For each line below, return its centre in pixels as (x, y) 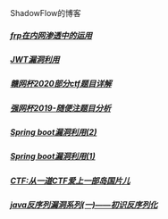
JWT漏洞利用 (35, 59)
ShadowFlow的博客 (46, 13)
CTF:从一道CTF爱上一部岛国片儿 (70, 181)
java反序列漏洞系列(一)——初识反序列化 (84, 205)
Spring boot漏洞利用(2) (54, 132)
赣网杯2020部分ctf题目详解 (61, 84)
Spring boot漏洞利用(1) (53, 156)
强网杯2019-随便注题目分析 (60, 108)
